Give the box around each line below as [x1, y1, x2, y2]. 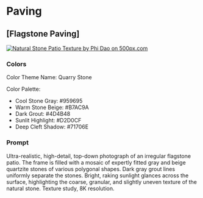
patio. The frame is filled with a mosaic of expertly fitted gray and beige [6, 158, 186, 166]
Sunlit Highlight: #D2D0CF [15, 117, 82, 124]
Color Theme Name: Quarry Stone [6, 74, 93, 81]
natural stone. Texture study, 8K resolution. [6, 185, 115, 192]
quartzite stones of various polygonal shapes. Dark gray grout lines [6, 165, 176, 172]
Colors [6, 60, 27, 68]
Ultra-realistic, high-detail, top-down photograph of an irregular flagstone [6, 152, 191, 160]
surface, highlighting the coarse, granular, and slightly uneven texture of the [6, 178, 197, 185]
